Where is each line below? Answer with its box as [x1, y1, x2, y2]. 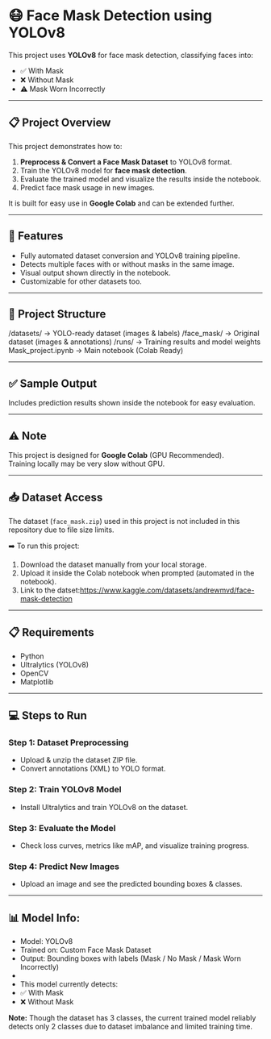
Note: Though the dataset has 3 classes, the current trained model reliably [8, 1013, 256, 1023]
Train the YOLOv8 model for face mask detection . [19, 165, 187, 175]
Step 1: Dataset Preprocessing [8, 737, 129, 748]
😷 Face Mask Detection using [8, 6, 212, 25]
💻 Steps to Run [8, 709, 87, 723]
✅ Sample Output [8, 376, 98, 390]
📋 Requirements [8, 625, 94, 639]
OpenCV [19, 668, 49, 678]
